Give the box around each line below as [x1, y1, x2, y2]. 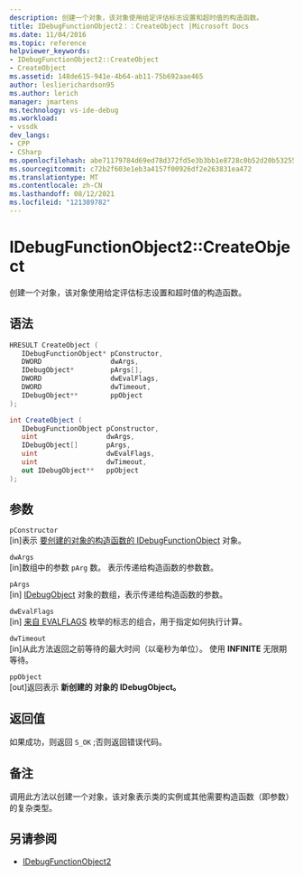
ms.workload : [9, 114, 59, 123]
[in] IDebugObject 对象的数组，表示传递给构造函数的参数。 [9, 589, 228, 601]
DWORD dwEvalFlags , [21, 374, 160, 384]
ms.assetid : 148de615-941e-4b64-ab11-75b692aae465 [9, 72, 204, 81]
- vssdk [9, 123, 39, 132]
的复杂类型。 [9, 803, 57, 814]
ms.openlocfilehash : [9, 155, 87, 165]
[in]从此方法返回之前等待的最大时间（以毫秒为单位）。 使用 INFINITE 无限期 [9, 643, 287, 655]
